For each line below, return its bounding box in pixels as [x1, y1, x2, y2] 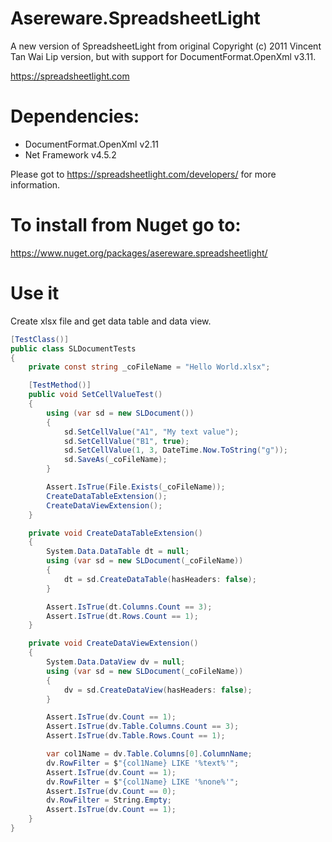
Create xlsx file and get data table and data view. [10, 315, 212, 327]
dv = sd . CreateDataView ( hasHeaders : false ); [63, 685, 253, 695]
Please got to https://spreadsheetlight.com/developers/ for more [10, 168, 277, 180]
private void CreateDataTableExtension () [28, 528, 203, 538]
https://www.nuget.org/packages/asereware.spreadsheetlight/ [10, 247, 268, 259]
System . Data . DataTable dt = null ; [46, 547, 190, 557]
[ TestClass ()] [10, 334, 70, 344]
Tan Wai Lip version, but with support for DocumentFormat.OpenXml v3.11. [10, 50, 317, 62]
